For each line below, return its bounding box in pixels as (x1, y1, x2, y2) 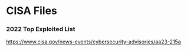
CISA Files (6, 4, 57, 18)
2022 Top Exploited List (6, 25, 76, 33)
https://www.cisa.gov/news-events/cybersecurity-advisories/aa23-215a (6, 38, 181, 45)
